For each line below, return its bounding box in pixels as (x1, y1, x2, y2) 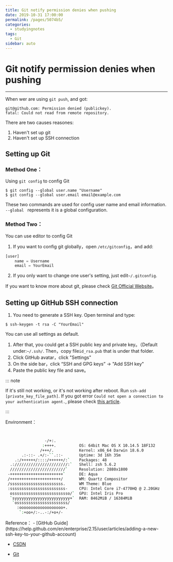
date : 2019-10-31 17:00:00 (5, 12, 63, 17)
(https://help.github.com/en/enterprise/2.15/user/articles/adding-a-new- (5, 525, 159, 532)
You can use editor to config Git (5, 232, 73, 239)
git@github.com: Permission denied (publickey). (5, 106, 112, 111)
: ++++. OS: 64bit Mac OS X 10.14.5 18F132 (42, 443, 155, 448)
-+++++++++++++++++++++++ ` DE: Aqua (7, 472, 98, 477)
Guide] (54, 520, 68, 526)
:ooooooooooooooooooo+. (16, 505, 68, 511)
